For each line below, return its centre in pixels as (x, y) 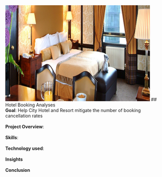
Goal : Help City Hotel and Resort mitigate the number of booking (73, 110)
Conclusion (18, 170)
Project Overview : (25, 127)
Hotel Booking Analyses (30, 105)
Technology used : (25, 148)
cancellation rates (24, 116)
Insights (14, 159)
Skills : (12, 137)
